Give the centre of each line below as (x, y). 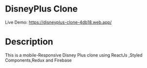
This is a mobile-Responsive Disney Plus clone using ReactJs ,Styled (74, 55)
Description (29, 42)
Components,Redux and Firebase (38, 60)
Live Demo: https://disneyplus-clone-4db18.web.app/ (58, 22)
